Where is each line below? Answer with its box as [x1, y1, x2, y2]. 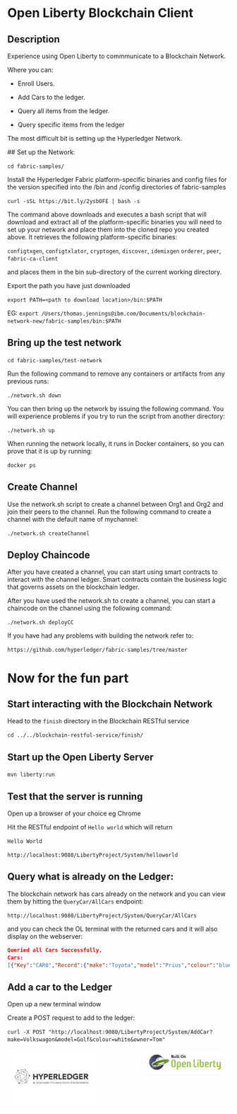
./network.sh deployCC [7, 619, 74, 626]
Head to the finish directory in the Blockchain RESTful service [7, 717, 190, 725]
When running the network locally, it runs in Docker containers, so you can [7, 439, 224, 447]
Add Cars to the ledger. [17, 93, 86, 101]
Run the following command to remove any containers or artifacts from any [7, 369, 226, 378]
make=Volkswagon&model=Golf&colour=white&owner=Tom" [7, 1036, 166, 1043]
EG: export [7, 309, 39, 317]
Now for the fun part [7, 670, 129, 686]
